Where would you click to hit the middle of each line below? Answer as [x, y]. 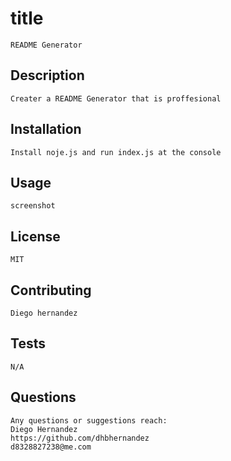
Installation [46, 129]
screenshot [33, 206]
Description [47, 75]
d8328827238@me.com [51, 447]
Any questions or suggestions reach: [89, 420]
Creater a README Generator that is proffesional [116, 98]
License [35, 236]
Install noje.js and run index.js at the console [116, 152]
